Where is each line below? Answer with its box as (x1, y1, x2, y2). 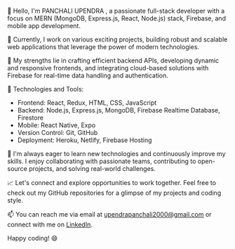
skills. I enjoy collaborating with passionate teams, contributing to (7, 157, 196, 165)
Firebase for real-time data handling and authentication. (7, 71, 168, 79)
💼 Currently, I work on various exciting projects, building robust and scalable (7, 35, 228, 44)
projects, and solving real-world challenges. (29, 165, 156, 172)
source (7, 165, 28, 172)
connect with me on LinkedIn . (7, 220, 93, 229)
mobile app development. (7, 22, 81, 30)
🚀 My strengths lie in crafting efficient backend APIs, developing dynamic (7, 56, 220, 65)
